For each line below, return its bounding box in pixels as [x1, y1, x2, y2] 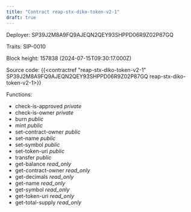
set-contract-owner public [14, 128, 81, 135]
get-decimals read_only [14, 173, 74, 180]
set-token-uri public [14, 147, 65, 155]
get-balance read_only [14, 160, 72, 167]
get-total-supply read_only [14, 199, 82, 206]
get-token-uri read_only [14, 192, 75, 199]
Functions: [6, 91, 33, 98]
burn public [14, 115, 44, 123]
